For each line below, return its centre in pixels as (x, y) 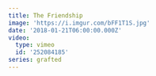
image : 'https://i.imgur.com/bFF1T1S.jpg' (79, 23)
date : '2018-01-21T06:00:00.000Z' (65, 30)
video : (19, 38)
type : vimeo (35, 45)
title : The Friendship (46, 15)
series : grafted (35, 60)
